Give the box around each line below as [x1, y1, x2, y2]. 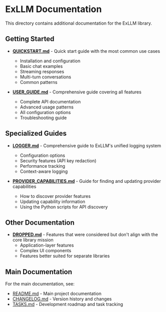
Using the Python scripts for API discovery [20, 203, 108, 210]
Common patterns [20, 79, 58, 85]
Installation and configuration [20, 58, 81, 64]
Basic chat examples [20, 63, 63, 69]
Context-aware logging [20, 168, 68, 174]
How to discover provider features [20, 193, 91, 199]
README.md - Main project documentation [12, 290, 102, 297]
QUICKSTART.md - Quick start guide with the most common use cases [12, 48, 160, 54]
